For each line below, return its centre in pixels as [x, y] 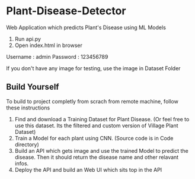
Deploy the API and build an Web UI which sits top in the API [88, 169]
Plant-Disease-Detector [66, 11]
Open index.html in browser [49, 45]
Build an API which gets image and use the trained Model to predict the [101, 150]
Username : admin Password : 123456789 [57, 56]
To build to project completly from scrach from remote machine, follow [92, 101]
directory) [27, 145]
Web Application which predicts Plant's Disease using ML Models [86, 27]
